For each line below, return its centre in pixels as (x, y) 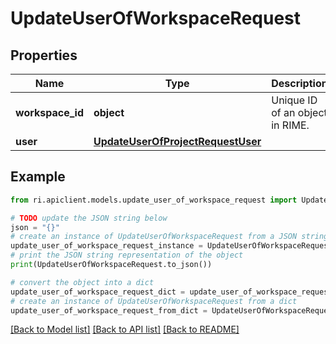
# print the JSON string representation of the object (127, 255)
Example (38, 177)
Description (299, 83)
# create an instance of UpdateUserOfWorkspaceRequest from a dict (154, 301)
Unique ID (294, 100)
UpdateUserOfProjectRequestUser (177, 141)
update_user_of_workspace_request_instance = (106, 246)
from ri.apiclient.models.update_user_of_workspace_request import (154, 200)
